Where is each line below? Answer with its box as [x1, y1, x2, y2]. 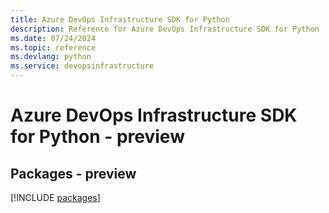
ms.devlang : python [10, 52, 92, 62]
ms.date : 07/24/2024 [10, 33, 97, 43]
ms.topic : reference [10, 42, 97, 53]
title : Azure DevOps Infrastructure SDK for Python [10, 14, 230, 25]
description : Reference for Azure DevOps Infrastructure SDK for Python [10, 24, 320, 34]
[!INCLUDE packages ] [10, 192, 101, 203]
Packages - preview [10, 165, 137, 182]
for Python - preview [10, 126, 185, 148]
